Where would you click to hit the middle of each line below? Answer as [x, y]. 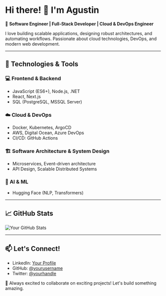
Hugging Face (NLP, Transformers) [48, 193]
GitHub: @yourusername [38, 268]
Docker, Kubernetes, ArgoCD [42, 127]
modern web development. [33, 44]
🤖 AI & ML [17, 182]
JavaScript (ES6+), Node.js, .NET [46, 91]
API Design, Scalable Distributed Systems [55, 169]
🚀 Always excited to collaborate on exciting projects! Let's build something [81, 283]
